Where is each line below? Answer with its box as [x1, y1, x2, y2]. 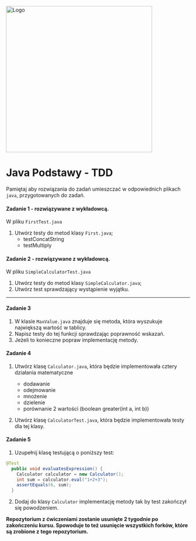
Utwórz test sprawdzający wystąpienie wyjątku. [14, 286, 129, 293]
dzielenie [23, 399, 45, 406]
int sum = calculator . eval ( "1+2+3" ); [16, 477, 108, 483]
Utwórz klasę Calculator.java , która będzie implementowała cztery [14, 363, 177, 370]
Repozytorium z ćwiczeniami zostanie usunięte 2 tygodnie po [6, 516, 159, 523]
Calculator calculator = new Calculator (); [16, 471, 124, 477]
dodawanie [23, 380, 51, 387]
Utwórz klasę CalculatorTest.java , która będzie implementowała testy [14, 416, 185, 423]
